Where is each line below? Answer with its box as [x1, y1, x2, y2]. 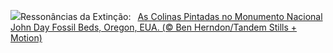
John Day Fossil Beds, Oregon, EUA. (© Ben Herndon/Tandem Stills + [10, 21, 298, 33]
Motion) [10, 32, 43, 44]
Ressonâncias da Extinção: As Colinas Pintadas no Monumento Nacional [20, 11, 323, 22]
